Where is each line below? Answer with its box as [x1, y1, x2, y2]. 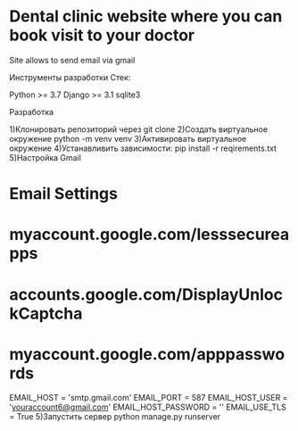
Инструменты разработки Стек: [9, 71, 131, 82]
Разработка [9, 106, 54, 117]
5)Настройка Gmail [9, 152, 82, 162]
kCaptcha [9, 303, 83, 323]
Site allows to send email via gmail [9, 54, 136, 65]
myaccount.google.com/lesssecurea [9, 225, 290, 245]
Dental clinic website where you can [9, 6, 283, 27]
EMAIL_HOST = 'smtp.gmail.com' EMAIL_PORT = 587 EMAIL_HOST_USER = [9, 393, 288, 403]
